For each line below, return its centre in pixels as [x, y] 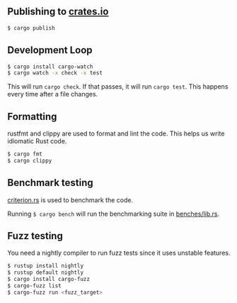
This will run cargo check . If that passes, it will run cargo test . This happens [118, 87]
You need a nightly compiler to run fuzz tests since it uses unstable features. [119, 253]
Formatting [32, 116]
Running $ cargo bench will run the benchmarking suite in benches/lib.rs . [114, 214]
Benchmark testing [50, 183]
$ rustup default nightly [45, 272]
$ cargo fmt [25, 154]
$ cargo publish [31, 28]
